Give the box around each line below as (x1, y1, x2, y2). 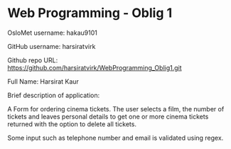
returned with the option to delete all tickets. (7, 119, 137, 128)
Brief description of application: (7, 91, 100, 99)
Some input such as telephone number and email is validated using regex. (7, 133, 224, 142)
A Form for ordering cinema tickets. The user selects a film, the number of (7, 104, 225, 113)
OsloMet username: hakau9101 (7, 28, 97, 37)
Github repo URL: (7, 55, 58, 65)
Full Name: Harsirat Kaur (7, 77, 80, 86)
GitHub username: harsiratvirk (7, 42, 96, 50)
